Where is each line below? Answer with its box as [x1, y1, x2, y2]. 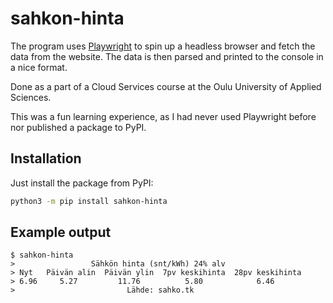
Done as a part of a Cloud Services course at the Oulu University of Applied [10, 80, 322, 92]
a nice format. [10, 61, 68, 73]
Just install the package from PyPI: [10, 177, 154, 189]
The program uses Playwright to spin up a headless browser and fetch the [10, 40, 316, 52]
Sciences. [10, 91, 52, 103]
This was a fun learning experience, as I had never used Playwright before [10, 110, 317, 122]
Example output [10, 224, 112, 241]
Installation [10, 150, 82, 167]
